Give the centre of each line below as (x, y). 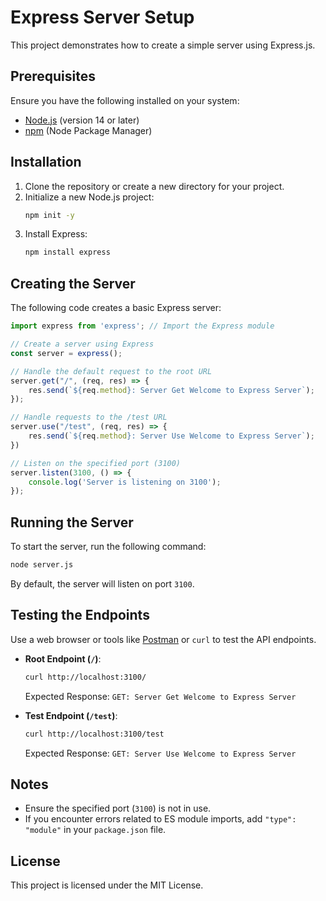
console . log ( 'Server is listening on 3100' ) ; (125, 482)
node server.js (42, 565)
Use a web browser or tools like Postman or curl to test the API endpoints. (163, 639)
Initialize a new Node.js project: (89, 197)
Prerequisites (53, 76)
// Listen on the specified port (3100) (96, 463)
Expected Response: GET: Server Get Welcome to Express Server (160, 696)
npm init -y (49, 215)
